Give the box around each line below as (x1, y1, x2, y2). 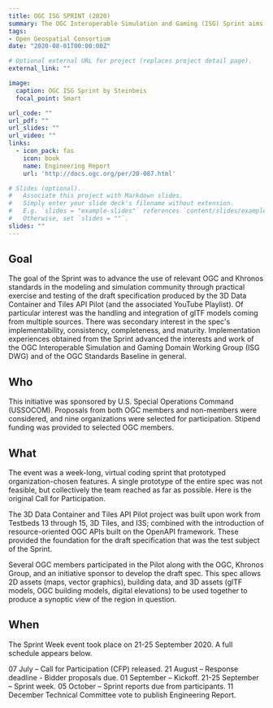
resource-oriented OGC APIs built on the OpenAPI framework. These (8, 527, 239, 537)
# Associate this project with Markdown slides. (8, 192, 184, 200)
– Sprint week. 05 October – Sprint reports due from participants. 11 (8, 681, 234, 691)
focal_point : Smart (15, 94, 82, 103)
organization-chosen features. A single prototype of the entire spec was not (8, 477, 262, 487)
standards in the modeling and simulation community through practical (8, 282, 245, 292)
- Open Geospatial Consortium (8, 34, 111, 43)
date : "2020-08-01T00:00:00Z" (8, 42, 111, 50)
